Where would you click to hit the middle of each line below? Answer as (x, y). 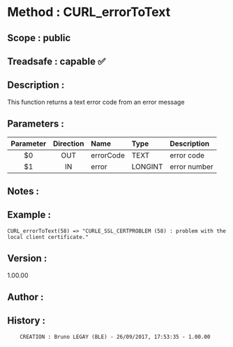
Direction (68, 144)
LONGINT (147, 167)
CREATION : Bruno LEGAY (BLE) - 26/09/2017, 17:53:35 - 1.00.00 (115, 337)
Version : (27, 259)
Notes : (23, 191)
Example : (29, 215)
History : (27, 321)
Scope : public (39, 38)
